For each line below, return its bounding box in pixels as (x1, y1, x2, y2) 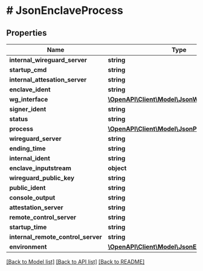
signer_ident (9, 105, 47, 113)
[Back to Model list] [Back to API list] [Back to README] (6, 258, 145, 265)
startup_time (9, 223, 47, 231)
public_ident (9, 184, 46, 192)
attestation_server (9, 203, 63, 212)
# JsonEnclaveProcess (6, 4, 124, 18)
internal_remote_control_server (9, 233, 102, 241)
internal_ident (9, 154, 50, 162)
